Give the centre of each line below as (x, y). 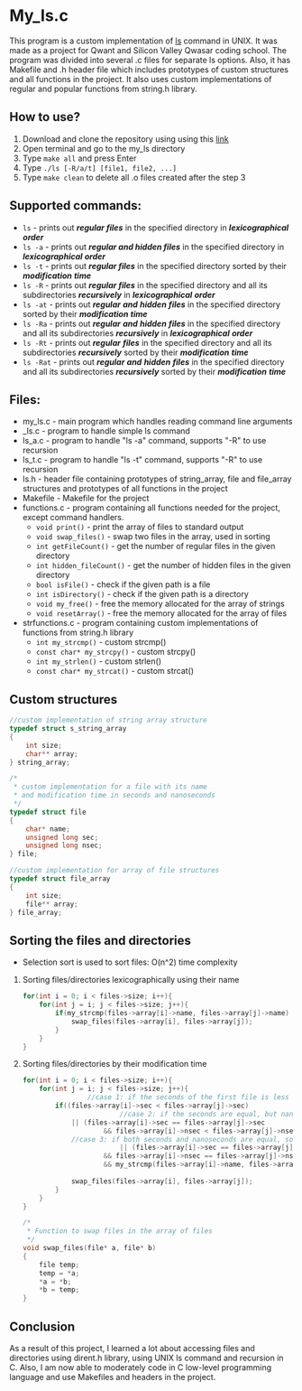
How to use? (45, 117)
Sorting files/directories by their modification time (114, 1064)
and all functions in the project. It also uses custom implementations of (141, 79)
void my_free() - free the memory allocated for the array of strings (160, 604)
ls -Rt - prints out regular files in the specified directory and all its (147, 342)
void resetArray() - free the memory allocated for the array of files (161, 613)
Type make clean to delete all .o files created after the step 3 (134, 177)
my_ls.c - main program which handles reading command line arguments (157, 422)
